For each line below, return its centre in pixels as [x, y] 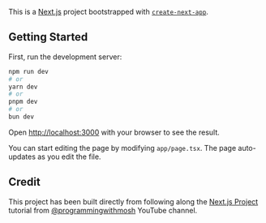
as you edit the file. [69, 157]
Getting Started [48, 37]
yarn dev [23, 87]
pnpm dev [23, 102]
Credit [24, 182]
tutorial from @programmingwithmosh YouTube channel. [103, 210]
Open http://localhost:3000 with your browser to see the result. [114, 132]
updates [22, 157]
